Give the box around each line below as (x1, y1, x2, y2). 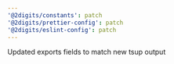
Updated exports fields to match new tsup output (7, 48, 166, 57)
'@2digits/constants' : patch (7, 11, 103, 20)
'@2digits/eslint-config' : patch (7, 26, 117, 34)
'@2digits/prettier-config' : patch (7, 19, 124, 27)
